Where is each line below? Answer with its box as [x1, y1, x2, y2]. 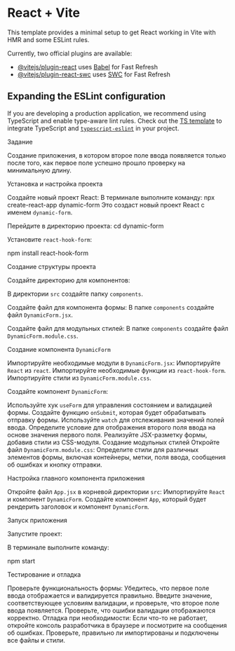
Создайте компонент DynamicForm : [7, 387, 109, 395]
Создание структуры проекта [7, 262, 96, 270]
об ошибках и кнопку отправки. [7, 460, 102, 469]
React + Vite [7, 5, 81, 21]
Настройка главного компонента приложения [7, 474, 145, 482]
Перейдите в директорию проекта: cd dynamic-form [7, 221, 164, 230]
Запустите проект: [7, 529, 63, 537]
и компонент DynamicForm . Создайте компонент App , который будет [7, 495, 207, 503]
